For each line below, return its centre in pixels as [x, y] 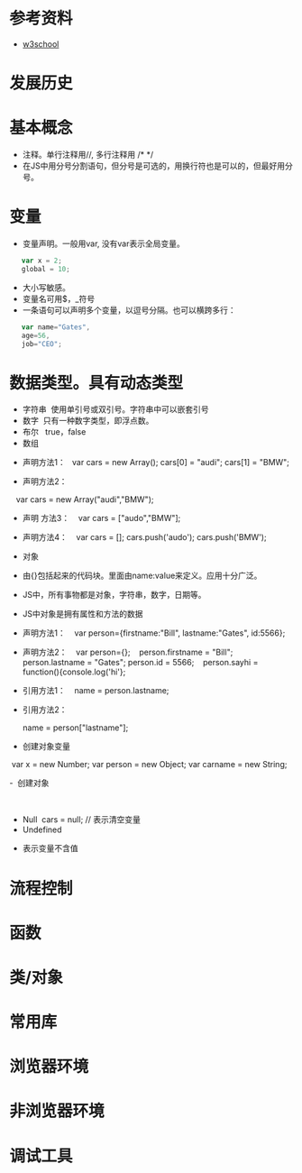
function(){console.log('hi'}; [74, 672]
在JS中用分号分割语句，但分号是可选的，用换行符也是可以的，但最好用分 [157, 166]
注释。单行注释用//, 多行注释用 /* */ [88, 155]
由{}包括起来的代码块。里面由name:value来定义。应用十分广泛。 [142, 576]
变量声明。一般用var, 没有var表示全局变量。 [103, 243]
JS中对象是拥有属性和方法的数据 [82, 614]
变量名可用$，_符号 [59, 298]
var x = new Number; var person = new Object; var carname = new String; [149, 765]
